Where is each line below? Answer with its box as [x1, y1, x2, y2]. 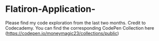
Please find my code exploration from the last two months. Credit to [5, 20, 146, 26]
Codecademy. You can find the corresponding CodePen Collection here [5, 25, 154, 31]
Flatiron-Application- [5, 3, 96, 15]
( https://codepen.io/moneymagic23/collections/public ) [5, 30, 120, 36]
